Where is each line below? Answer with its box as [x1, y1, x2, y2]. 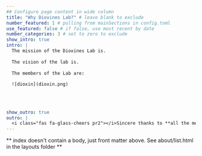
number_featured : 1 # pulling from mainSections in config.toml [6, 20, 171, 26]
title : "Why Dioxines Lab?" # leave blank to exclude [6, 14, 144, 20]
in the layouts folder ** [6, 143, 63, 151]
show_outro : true [6, 109, 50, 115]
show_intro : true [6, 37, 50, 43]
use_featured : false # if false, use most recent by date [6, 25, 155, 32]
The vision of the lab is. [11, 59, 79, 65]
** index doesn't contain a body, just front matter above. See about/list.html [6, 137, 194, 144]
